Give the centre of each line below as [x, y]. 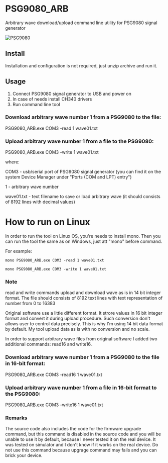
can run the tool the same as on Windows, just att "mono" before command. [84, 241]
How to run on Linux [48, 222]
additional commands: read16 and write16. [49, 344]
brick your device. [24, 455]
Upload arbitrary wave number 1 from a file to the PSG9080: [79, 141]
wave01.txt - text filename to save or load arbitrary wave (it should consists [83, 197]
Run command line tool [36, 104]
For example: [19, 251]
